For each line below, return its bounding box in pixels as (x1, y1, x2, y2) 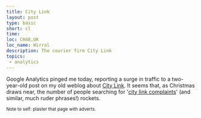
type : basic (6, 20, 36, 26)
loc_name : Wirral (6, 43, 50, 49)
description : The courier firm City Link (6, 48, 112, 54)
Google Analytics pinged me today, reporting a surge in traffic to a (6, 75, 171, 83)
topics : (6, 53, 26, 59)
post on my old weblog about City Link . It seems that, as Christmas (28, 81, 195, 89)
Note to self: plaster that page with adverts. (6, 106, 97, 112)
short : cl (6, 25, 31, 32)
